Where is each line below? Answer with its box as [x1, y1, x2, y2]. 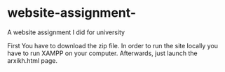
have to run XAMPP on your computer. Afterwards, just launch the [7, 49, 198, 57]
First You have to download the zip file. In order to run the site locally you [7, 41, 219, 50]
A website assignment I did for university [7, 28, 125, 36]
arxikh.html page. [7, 56, 58, 64]
